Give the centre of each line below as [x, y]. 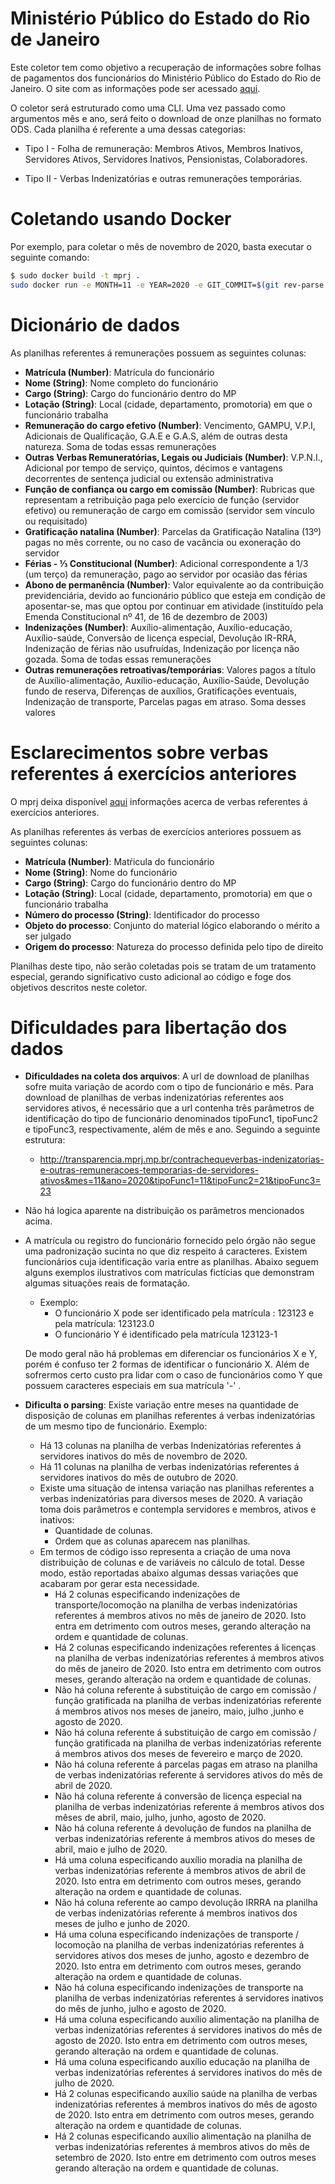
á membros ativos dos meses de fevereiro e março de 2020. [178, 1754]
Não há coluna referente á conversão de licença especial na [178, 1796]
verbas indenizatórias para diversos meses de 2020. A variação [171, 1499]
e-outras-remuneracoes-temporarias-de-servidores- [149, 1170]
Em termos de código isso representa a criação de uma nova [165, 1552]
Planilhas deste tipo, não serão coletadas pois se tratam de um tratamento [163, 966]
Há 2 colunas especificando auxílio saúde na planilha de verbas [186, 2094]
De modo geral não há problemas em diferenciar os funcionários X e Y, [171, 1354]
